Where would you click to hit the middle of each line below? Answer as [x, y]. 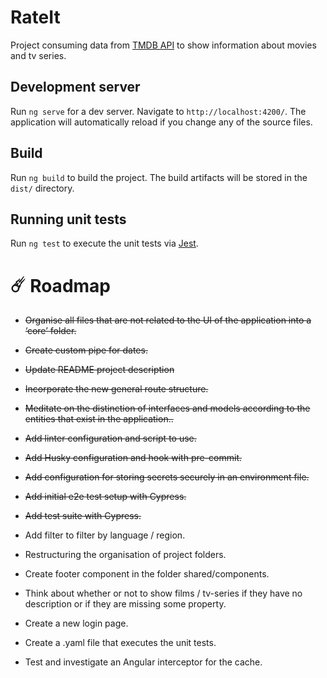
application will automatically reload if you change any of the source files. [161, 122]
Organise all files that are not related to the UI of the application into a [168, 320]
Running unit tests [68, 219]
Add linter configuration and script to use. [110, 438]
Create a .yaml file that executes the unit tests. [120, 643]
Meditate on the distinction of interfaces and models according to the [167, 408]
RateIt [35, 17]
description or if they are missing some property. [125, 604]
